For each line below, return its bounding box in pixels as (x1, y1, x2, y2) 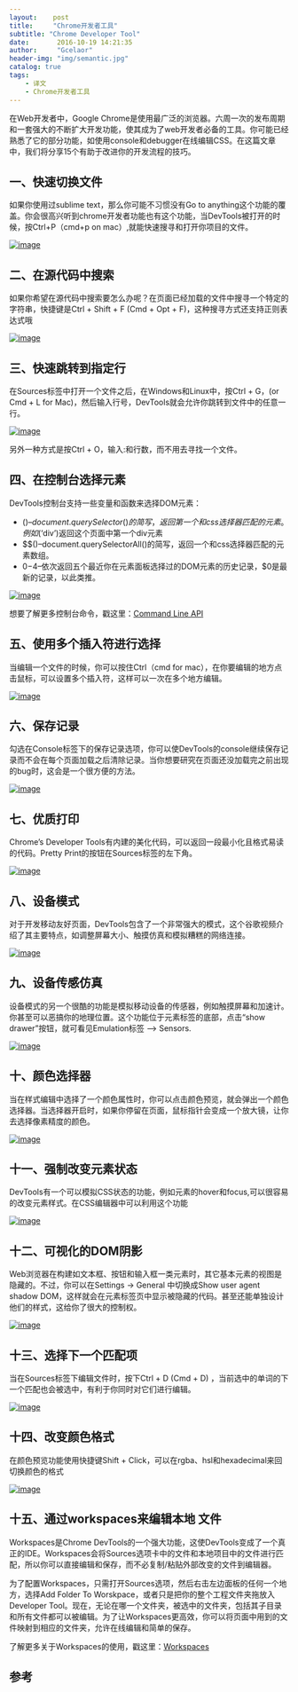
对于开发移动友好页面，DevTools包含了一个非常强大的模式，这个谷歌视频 (9, 919, 277, 929)
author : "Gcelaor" (9, 46, 93, 55)
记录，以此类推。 (37, 571, 100, 582)
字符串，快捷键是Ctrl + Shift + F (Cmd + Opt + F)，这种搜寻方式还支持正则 (9, 303, 280, 315)
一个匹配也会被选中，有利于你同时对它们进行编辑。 (9, 1384, 196, 1395)
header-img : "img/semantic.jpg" (9, 54, 129, 63)
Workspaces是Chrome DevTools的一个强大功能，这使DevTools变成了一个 (9, 1537, 278, 1547)
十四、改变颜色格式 (9, 1429, 114, 1444)
